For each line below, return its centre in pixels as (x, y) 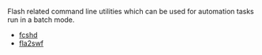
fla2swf (31, 43)
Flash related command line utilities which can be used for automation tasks (131, 11)
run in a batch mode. (41, 20)
